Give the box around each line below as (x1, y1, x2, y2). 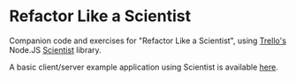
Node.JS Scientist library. (9, 44, 102, 55)
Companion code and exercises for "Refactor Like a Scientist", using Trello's (9, 35, 287, 46)
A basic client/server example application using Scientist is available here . (9, 62, 278, 72)
